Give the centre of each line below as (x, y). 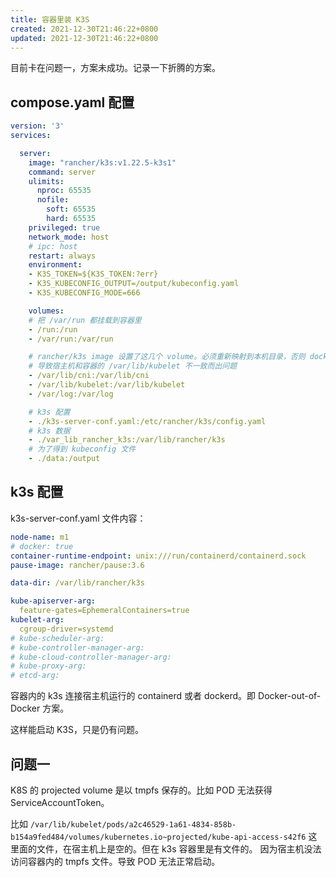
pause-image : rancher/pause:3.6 (77, 565)
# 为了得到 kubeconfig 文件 (82, 449)
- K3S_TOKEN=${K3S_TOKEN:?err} (93, 274)
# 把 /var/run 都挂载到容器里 (85, 320)
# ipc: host (53, 246)
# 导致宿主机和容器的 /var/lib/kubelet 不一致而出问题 (133, 366)
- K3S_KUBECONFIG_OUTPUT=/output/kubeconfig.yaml (134, 284)
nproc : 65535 (64, 191)
